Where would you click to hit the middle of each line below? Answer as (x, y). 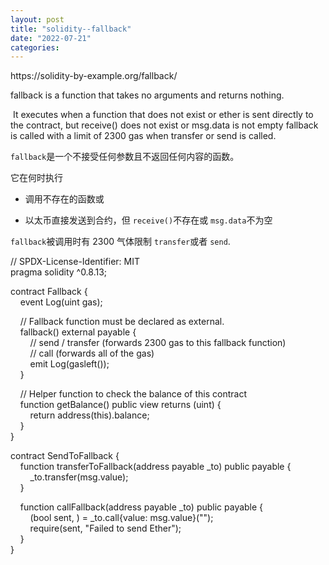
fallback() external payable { (78, 332)
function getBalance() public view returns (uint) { (120, 405)
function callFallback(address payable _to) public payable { (141, 507)
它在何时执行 (36, 178)
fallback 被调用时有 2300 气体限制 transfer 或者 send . (120, 242)
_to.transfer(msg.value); (79, 477)
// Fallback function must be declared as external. (122, 322)
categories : (35, 47)
